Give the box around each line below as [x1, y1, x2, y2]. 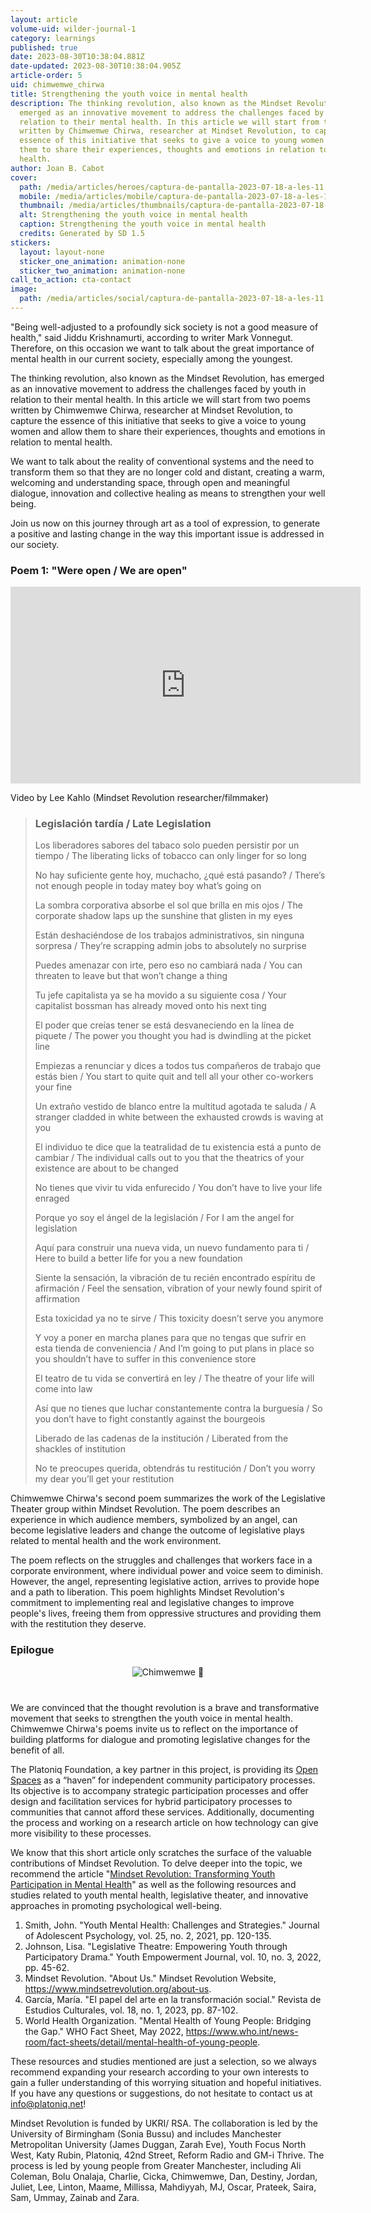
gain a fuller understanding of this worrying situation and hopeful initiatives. [10, 2076, 322, 2088]
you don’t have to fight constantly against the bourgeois [34, 1413, 266, 1425]
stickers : [10, 237, 52, 248]
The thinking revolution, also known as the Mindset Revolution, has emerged [10, 372, 325, 384]
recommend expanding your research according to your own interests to [10, 2066, 310, 2078]
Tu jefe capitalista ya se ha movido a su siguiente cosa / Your [34, 989, 287, 1001]
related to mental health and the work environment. [10, 1535, 222, 1547]
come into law [34, 1383, 93, 1395]
